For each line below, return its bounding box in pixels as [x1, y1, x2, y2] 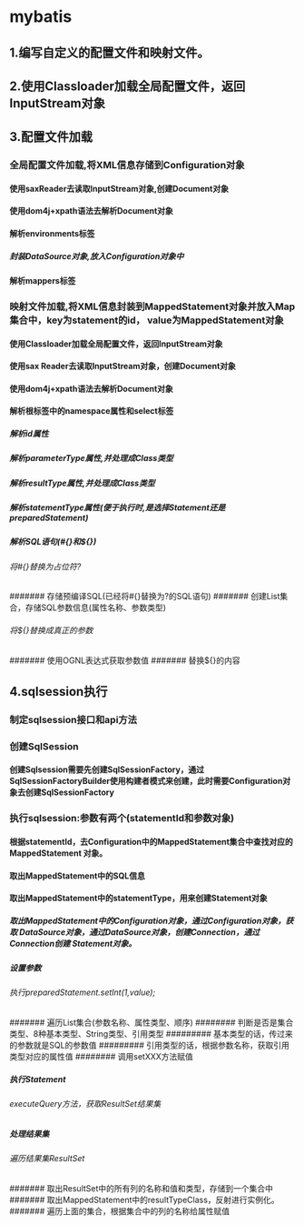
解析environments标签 [9, 228, 95, 239]
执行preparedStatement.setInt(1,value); [9, 987, 156, 998]
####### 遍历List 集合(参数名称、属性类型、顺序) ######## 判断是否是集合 [9, 1017, 294, 1029]
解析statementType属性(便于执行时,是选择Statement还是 [9, 502, 226, 513]
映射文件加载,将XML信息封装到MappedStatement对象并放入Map [9, 300, 296, 313]
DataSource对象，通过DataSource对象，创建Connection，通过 [19, 926, 260, 938]
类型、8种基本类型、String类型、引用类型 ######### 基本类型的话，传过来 [9, 1029, 293, 1039]
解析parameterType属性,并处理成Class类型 [9, 453, 174, 464]
